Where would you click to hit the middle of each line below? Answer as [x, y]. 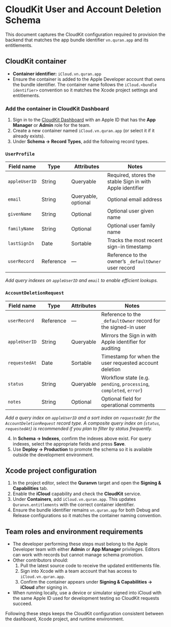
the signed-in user [123, 327]
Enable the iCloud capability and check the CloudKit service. [77, 494]
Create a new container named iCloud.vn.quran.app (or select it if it [83, 131]
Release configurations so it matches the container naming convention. [87, 516]
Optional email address [135, 199]
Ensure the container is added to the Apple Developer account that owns [89, 79]
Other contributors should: [40, 560]
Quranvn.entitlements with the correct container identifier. [74, 505]
